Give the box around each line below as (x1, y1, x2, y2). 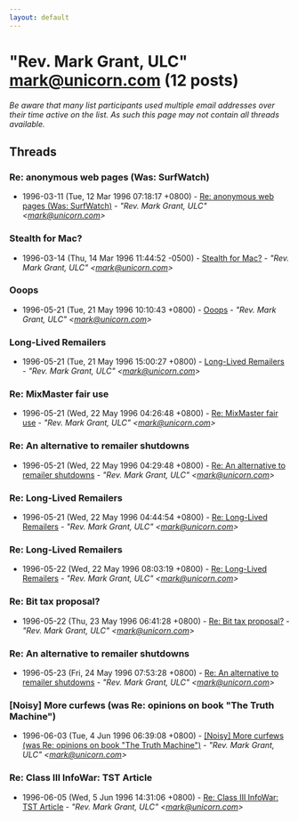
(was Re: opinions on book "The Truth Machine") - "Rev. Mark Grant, (21, 740, 275, 751)
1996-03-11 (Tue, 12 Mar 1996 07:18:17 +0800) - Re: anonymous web (21, 191, 274, 202)
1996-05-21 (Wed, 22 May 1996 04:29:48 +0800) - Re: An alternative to (21, 460, 286, 471)
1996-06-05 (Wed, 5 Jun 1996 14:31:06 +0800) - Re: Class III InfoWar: (21, 792, 278, 802)
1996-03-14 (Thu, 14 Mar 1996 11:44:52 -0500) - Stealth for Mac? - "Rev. (21, 253, 290, 263)
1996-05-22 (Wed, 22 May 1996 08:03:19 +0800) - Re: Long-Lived (21, 564, 268, 575)
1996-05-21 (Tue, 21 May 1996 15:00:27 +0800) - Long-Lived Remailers (21, 357, 285, 367)
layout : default (9, 12, 69, 22)
